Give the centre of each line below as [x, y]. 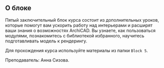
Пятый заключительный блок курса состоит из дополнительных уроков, [82, 20]
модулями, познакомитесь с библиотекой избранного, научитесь [75, 35]
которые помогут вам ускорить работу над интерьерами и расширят [79, 25]
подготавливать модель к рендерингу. [46, 41]
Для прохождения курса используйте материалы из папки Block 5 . [77, 50]
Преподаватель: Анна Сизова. [37, 60]
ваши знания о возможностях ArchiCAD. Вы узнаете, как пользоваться [80, 30]
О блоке [18, 8]
